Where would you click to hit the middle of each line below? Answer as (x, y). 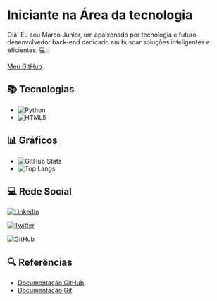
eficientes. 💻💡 (29, 50)
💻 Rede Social (39, 191)
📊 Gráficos (32, 141)
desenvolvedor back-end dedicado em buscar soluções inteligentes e (108, 42)
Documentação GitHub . (51, 283)
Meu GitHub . (26, 66)
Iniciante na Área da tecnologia (100, 15)
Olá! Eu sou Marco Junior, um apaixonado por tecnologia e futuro (102, 35)
